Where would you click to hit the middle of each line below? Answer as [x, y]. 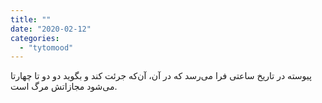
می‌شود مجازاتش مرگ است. [64, 87]
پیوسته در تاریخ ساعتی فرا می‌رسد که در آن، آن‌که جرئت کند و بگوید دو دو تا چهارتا [161, 76]
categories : [35, 38]
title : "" [31, 19]
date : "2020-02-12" [51, 29]
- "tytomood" [46, 47]
